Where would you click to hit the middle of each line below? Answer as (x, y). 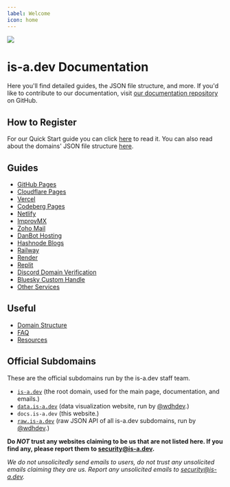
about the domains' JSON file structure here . (70, 146)
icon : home (23, 20)
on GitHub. (22, 101)
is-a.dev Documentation (78, 67)
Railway (28, 250)
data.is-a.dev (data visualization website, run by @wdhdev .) (103, 406)
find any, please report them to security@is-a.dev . (81, 448)
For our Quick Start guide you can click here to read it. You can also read (110, 139)
